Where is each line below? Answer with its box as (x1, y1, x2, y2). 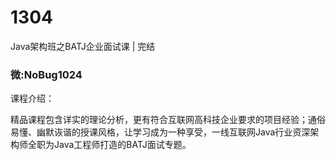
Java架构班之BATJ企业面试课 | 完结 (10, 40, 156, 52)
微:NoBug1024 (10, 67, 83, 81)
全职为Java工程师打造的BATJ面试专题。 (27, 139, 192, 151)
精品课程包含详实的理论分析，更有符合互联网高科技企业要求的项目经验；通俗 (10, 114, 326, 126)
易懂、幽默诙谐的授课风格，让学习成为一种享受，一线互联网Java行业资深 (10, 126, 311, 138)
